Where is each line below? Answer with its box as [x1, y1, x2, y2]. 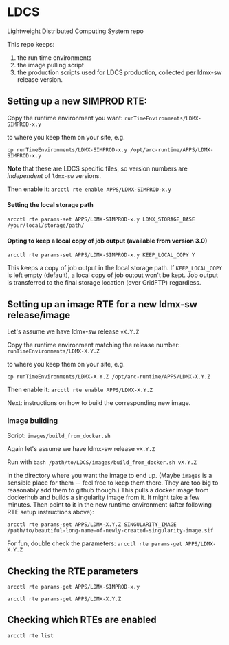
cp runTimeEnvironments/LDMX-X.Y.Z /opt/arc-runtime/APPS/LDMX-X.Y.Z [7, 373, 211, 380]
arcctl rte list [7, 632, 54, 639]
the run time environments [17, 53, 92, 62]
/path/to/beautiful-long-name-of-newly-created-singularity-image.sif [7, 527, 214, 534]
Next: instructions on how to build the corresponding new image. [7, 398, 191, 406]
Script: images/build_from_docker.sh [7, 431, 111, 440]
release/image [7, 309, 71, 320]
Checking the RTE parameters [7, 565, 139, 577]
